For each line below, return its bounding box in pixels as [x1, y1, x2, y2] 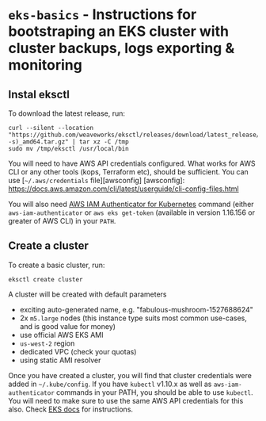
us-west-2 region [19, 339, 75, 348]
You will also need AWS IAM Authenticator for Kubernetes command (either [8, 200, 255, 209]
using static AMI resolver [19, 355, 101, 365]
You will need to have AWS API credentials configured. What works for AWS [8, 159, 256, 168]
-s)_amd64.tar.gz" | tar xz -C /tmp [8, 138, 129, 146]
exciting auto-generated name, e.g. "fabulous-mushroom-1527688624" [19, 304, 253, 314]
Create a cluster [8, 239, 89, 253]
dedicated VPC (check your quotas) [19, 346, 137, 356]
